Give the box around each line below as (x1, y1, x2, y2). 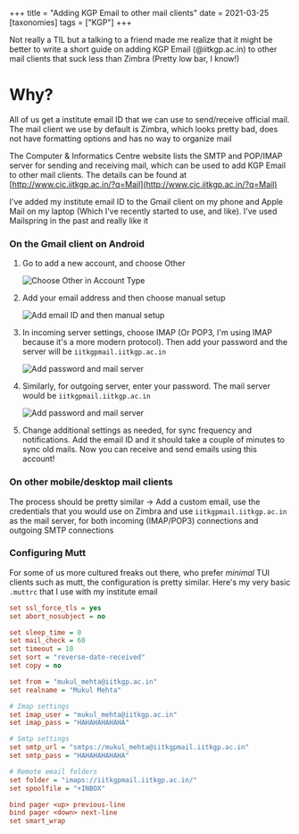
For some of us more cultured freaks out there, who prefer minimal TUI (9, 567, 270, 577)
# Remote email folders (9, 767, 98, 776)
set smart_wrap (9, 817, 66, 826)
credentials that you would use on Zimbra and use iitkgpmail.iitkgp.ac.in (9, 505, 287, 517)
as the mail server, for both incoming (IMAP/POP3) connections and (9, 515, 259, 526)
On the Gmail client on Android (9, 237, 145, 249)
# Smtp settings (9, 735, 70, 744)
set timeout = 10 (9, 644, 74, 653)
